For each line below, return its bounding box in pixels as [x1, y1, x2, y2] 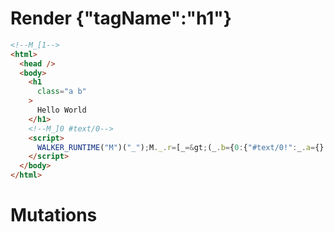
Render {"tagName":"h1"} [10, 7, 232, 30]
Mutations [10, 204, 98, 227]
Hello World [36, 105, 87, 116]
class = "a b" [36, 87, 87, 97]
